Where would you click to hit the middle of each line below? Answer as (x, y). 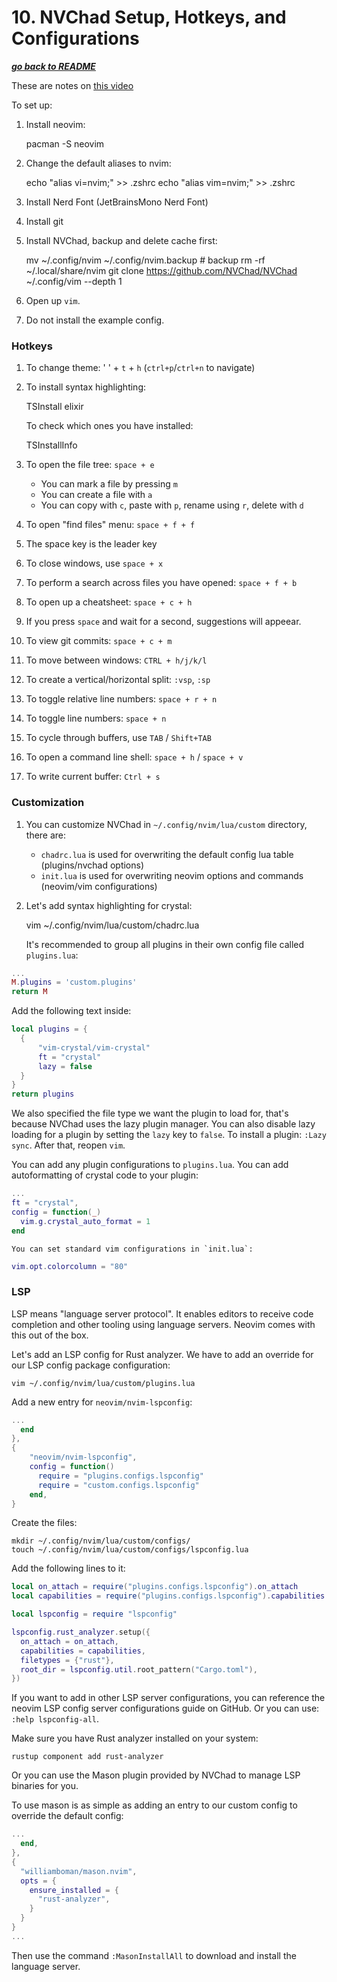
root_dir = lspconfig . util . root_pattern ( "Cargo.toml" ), (139, 1669)
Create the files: (44, 1523)
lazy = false (65, 1066)
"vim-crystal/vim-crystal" (94, 1047)
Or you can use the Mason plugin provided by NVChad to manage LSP (156, 1775)
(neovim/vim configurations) (99, 886)
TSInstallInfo (51, 445)
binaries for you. (45, 1786)
